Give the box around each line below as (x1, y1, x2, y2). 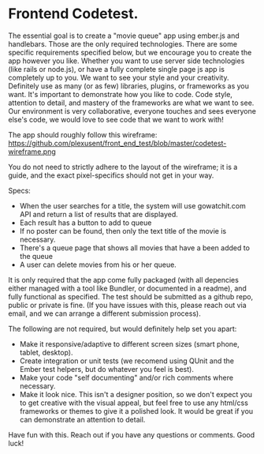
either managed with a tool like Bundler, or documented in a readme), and (8, 283, 247, 293)
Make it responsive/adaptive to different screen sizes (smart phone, (19, 339, 240, 348)
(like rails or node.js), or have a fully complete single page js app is (8, 64, 225, 73)
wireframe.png (8, 147, 57, 156)
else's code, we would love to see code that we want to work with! (8, 114, 225, 124)
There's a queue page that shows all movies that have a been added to (19, 242, 251, 253)
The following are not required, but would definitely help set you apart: (8, 324, 237, 333)
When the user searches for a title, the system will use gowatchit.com (19, 201, 247, 210)
